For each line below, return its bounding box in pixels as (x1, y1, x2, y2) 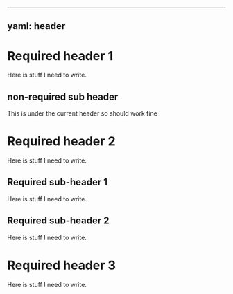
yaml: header (7, 20, 66, 32)
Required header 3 (7, 257, 116, 273)
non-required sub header (7, 91, 119, 102)
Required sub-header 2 (7, 215, 110, 227)
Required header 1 (7, 48, 114, 64)
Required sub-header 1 (7, 176, 108, 188)
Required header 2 (7, 134, 116, 149)
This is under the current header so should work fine (7, 109, 158, 118)
